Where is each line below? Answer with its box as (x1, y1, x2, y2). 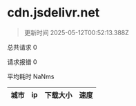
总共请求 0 (7, 43, 37, 51)
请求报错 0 (7, 57, 37, 66)
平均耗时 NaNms (7, 72, 55, 81)
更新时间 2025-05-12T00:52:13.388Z (23, 28, 129, 36)
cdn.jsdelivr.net (7, 5, 100, 21)
